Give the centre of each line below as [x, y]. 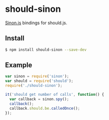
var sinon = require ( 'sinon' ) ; [37, 77]
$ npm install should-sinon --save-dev [46, 50]
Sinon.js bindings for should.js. [36, 23]
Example [19, 65]
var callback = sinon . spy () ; [39, 99]
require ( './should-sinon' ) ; [34, 86]
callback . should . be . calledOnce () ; [45, 108]
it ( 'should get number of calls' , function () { [55, 95]
